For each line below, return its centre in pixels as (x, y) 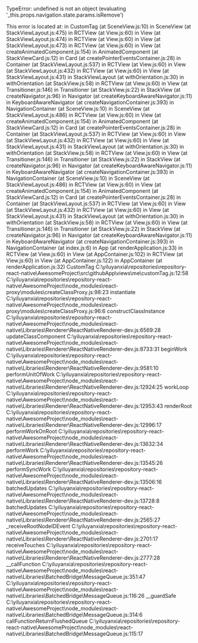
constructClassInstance (136, 311)
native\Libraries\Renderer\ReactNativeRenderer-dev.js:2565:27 (83, 520)
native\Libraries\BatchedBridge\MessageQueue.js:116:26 (76, 596)
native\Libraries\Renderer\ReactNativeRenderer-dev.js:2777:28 (83, 558)
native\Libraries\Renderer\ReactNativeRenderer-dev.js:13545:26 (85, 463)
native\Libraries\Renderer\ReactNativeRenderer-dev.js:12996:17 (84, 425)
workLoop (177, 387)
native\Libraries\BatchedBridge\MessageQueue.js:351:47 (76, 577)
